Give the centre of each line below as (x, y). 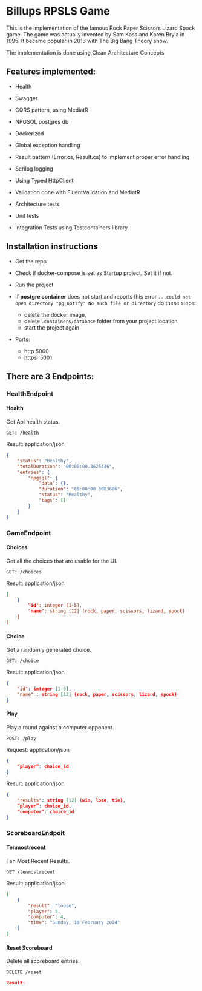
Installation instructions (52, 247)
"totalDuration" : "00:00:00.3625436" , (66, 466)
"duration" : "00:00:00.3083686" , (80, 489)
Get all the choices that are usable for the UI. (62, 561)
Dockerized (29, 133)
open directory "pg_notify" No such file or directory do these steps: (106, 303)
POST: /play (21, 739)
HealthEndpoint (30, 394)
